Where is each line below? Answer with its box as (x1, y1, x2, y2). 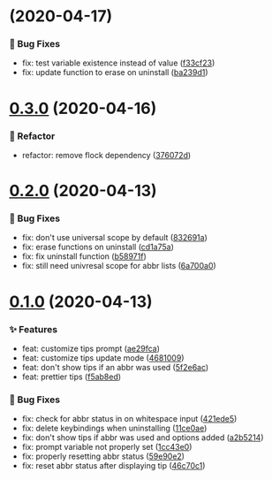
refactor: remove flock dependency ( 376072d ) (21, 149, 192, 160)
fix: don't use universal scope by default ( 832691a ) (21, 232, 208, 243)
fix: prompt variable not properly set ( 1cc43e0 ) (21, 442, 193, 453)
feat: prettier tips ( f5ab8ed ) (21, 371, 122, 382)
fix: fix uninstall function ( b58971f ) (21, 251, 147, 262)
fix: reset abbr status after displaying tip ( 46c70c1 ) (21, 461, 206, 471)
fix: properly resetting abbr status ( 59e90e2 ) (21, 451, 185, 461)
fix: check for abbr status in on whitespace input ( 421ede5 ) (21, 414, 238, 424)
